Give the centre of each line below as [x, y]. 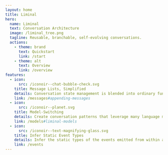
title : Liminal [21, 14]
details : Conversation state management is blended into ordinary [85, 93]
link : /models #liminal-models [46, 121]
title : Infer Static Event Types [49, 135]
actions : [19, 42]
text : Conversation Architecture [44, 28]
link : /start [32, 56]
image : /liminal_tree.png [37, 33]
